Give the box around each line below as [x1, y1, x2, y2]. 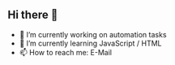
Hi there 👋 [7, 8, 58, 22]
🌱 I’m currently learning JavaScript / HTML [19, 38, 162, 48]
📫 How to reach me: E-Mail [19, 47, 113, 57]
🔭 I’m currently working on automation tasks [19, 29, 167, 39]
